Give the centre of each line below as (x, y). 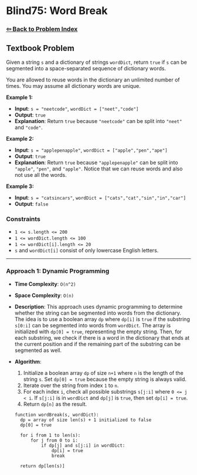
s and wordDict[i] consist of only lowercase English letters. (86, 251)
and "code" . (28, 127)
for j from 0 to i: (54, 440)
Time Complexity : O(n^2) (45, 284)
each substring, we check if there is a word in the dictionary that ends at (102, 337)
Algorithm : (28, 361)
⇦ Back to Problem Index (42, 29)
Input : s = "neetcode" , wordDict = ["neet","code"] (77, 108)
